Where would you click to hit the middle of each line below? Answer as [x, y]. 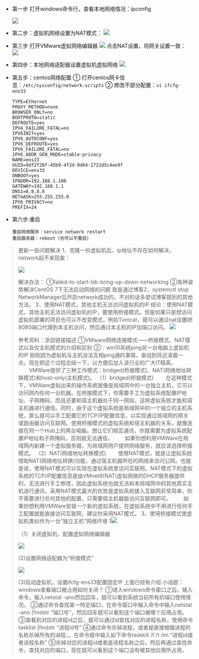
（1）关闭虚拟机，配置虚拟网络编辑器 [64, 534]
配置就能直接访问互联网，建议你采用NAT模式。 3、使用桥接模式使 [105, 514]
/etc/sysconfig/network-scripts [63, 86]
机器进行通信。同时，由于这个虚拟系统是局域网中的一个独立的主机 [105, 408]
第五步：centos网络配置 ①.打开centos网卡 [66, 78]
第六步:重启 [26, 219]
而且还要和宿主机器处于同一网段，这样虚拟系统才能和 [121, 400]
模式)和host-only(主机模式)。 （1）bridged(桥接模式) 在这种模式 [108, 378]
